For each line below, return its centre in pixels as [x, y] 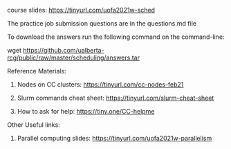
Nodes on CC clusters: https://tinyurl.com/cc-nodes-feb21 [100, 85]
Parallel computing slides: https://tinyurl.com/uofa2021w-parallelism [114, 138]
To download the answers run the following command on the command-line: [116, 37]
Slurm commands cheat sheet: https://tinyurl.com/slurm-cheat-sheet [115, 98]
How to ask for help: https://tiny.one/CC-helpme [86, 111]
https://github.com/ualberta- [64, 50]
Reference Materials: [37, 71]
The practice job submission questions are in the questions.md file [102, 23]
